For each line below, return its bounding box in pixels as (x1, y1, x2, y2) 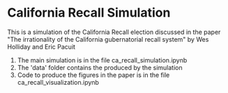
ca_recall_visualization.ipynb (17, 78, 100, 86)
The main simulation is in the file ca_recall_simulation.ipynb (17, 56, 188, 64)
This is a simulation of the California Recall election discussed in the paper (7, 28, 221, 36)
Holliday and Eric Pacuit (7, 42, 75, 51)
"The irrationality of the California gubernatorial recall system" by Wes (7, 35, 209, 43)
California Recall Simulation (7, 5, 171, 21)
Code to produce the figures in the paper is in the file (17, 71, 170, 79)
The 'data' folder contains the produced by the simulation (17, 63, 183, 71)
